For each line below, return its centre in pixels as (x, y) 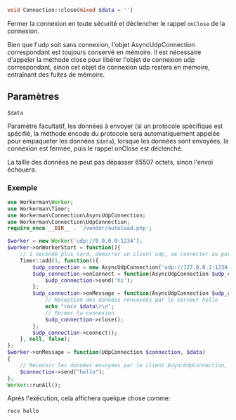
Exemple (22, 188)
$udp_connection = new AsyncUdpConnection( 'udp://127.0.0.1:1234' (132, 267)
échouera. (22, 170)
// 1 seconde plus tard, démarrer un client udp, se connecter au (119, 254)
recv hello (23, 412)
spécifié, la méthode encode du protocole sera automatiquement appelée (113, 133)
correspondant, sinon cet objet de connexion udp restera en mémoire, (109, 67)
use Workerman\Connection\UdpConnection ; (69, 222)
